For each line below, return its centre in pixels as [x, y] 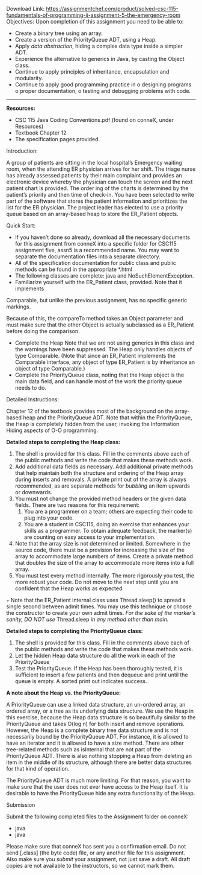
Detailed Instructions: [32, 399]
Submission [21, 805]
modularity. [29, 78]
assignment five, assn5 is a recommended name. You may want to [97, 250]
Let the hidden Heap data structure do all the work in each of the [95, 655]
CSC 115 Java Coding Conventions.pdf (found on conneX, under [94, 120]
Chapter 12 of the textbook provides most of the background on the [90, 411]
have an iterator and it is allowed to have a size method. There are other [95, 743]
